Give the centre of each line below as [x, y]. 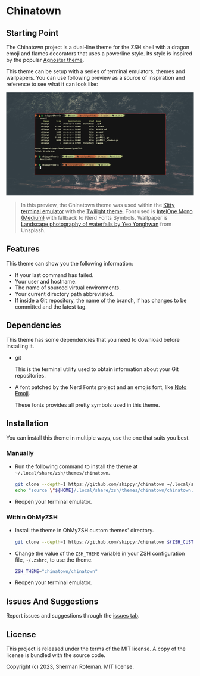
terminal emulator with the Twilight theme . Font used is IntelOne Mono [107, 211]
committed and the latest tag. [51, 306]
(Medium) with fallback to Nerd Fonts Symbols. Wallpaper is [94, 217]
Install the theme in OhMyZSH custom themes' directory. [84, 530]
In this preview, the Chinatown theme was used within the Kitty [98, 205]
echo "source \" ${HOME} [44, 490]
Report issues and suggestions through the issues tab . [73, 616]
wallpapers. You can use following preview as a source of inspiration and [96, 78]
